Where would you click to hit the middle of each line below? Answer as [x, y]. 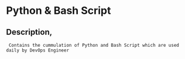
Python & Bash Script [59, 11]
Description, [29, 32]
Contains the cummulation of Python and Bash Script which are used [94, 45]
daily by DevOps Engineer [37, 50]
